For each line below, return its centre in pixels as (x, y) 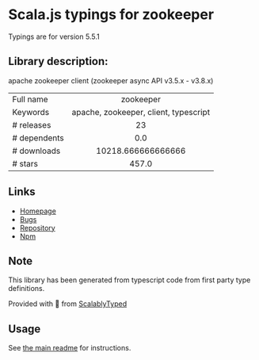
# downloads (36, 151)
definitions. (27, 289)
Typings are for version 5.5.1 (54, 36)
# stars (25, 163)
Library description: (58, 61)
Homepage (38, 211)
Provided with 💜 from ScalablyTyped (68, 304)
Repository (37, 228)
